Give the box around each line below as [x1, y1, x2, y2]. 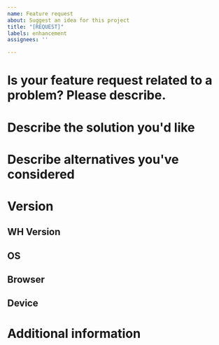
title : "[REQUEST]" [7, 23, 64, 30]
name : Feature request [7, 10, 73, 17]
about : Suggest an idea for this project [7, 17, 130, 24]
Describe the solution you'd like [7, 120, 195, 135]
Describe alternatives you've [7, 151, 179, 167]
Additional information [7, 325, 141, 342]
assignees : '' [7, 36, 49, 43]
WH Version [7, 226, 61, 238]
